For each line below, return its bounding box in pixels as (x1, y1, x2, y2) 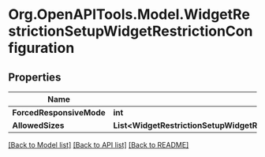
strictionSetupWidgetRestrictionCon (8, 22, 253, 40)
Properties (8, 70, 62, 84)
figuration (8, 39, 75, 57)
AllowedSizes (12, 120, 65, 131)
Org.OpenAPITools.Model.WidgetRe (8, 6, 251, 24)
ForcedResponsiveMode (12, 107, 106, 118)
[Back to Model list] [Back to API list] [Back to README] (8, 140, 189, 149)
